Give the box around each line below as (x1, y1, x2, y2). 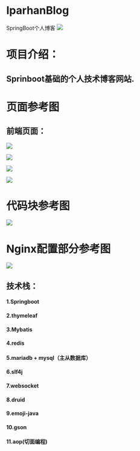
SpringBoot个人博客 (6, 24, 56, 31)
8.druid (6, 396, 25, 403)
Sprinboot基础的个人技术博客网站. (6, 74, 135, 84)
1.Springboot (6, 298, 39, 305)
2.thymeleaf (6, 312, 38, 319)
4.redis (6, 339, 25, 347)
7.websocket (6, 382, 39, 389)
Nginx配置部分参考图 (6, 242, 111, 255)
